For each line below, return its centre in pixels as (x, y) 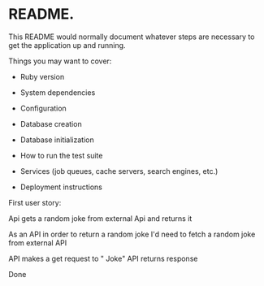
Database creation (51, 123)
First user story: (35, 202)
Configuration (43, 108)
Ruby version (42, 76)
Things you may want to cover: (60, 61)
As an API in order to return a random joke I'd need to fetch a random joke (132, 234)
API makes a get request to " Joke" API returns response (103, 258)
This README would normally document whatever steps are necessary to (132, 37)
